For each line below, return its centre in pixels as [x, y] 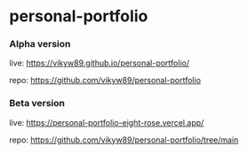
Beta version [37, 104]
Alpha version [40, 44]
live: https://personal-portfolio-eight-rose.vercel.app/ [107, 122]
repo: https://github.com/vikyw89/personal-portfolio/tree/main [124, 140]
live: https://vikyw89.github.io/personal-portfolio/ [99, 63]
